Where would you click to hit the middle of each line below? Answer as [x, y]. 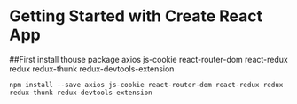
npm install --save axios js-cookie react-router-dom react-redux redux [146, 85]
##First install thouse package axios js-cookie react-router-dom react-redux [148, 59]
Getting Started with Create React [136, 16]
